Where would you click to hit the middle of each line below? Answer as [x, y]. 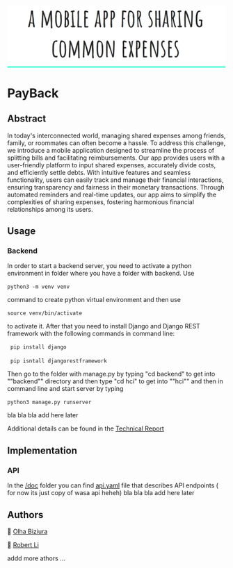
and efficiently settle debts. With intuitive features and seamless [99, 172]
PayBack [33, 93]
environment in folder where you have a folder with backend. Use [101, 274]
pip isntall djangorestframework [59, 361]
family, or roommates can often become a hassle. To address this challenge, [116, 143]
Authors [25, 515]
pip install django [39, 347]
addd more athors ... [37, 558]
